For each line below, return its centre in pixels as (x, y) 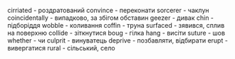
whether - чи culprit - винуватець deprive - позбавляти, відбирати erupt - (117, 41)
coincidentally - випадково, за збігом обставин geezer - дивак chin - (111, 18)
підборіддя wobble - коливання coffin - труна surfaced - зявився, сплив (116, 25)
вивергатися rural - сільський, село (61, 48)
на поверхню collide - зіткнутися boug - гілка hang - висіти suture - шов (116, 33)
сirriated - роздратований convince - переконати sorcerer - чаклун (108, 10)
